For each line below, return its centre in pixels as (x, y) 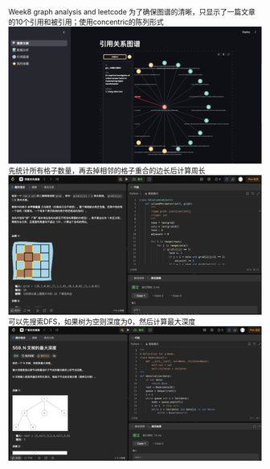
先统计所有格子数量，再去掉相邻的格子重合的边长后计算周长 (107, 171)
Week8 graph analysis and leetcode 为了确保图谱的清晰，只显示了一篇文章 (132, 12)
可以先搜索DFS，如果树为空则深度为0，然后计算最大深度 (102, 322)
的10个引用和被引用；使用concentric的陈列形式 (86, 22)
